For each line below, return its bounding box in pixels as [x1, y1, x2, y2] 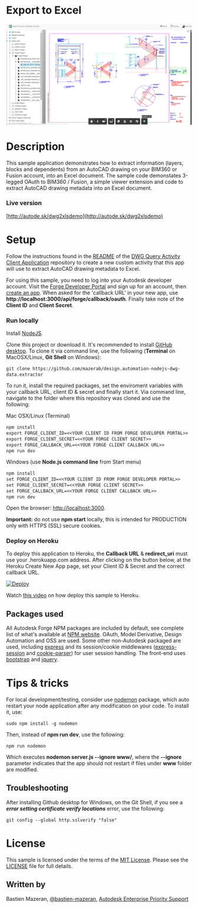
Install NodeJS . [6, 330, 43, 337]
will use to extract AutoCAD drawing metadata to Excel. [6, 265, 140, 272]
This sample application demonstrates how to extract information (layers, [6, 159, 184, 166]
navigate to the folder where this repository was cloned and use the [6, 394, 170, 402]
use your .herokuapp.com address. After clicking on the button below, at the [6, 557, 191, 564]
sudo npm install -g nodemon [6, 721, 78, 727]
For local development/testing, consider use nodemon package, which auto [6, 696, 190, 703]
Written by [6, 880, 46, 890]
